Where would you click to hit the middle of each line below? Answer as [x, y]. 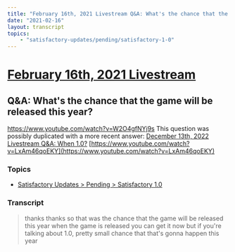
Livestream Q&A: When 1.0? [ [49, 144]
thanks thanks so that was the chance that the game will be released [124, 218]
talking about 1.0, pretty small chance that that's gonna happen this [122, 233]
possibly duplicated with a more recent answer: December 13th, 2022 [108, 136]
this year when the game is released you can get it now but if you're [123, 225]
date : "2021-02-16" [36, 20]
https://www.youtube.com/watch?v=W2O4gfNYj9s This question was [108, 129]
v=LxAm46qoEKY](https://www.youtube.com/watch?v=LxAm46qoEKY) [111, 151]
